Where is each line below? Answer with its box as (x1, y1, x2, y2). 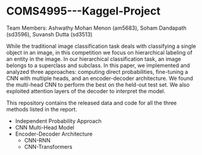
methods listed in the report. (6, 105, 77, 113)
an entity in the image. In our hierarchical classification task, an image (6, 55, 181, 62)
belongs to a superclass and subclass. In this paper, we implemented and (6, 62, 190, 69)
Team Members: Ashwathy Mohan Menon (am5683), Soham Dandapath (6, 24, 187, 31)
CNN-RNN (24, 136, 50, 143)
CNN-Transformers (24, 143, 73, 150)
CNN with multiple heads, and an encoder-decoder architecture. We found (6, 74, 193, 82)
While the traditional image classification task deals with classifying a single (6, 42, 197, 50)
